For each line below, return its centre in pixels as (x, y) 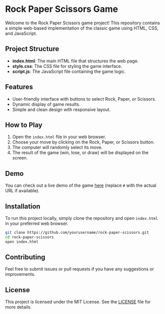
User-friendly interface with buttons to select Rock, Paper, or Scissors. (84, 99)
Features (19, 87)
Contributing (25, 257)
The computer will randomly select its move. (57, 148)
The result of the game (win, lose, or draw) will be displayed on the (80, 153)
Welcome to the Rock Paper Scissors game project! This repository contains (83, 23)
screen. (20, 158)
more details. (19, 307)
